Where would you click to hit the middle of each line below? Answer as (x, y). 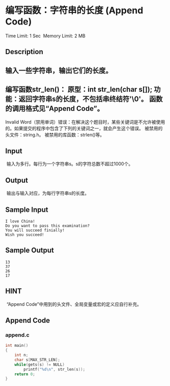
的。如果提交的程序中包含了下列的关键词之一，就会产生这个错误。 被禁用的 (84, 128)
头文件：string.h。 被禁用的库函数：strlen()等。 (55, 135)
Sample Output (30, 250)
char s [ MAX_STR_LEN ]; (37, 360)
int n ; (21, 355)
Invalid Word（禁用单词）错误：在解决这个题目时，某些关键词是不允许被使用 (85, 122)
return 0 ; (25, 374)
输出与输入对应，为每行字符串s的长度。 (48, 193)
